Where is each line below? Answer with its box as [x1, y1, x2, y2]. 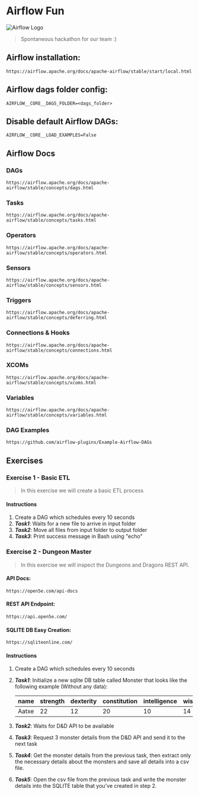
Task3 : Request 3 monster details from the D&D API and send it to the [14, 734, 185, 741]
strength [40, 697, 65, 706]
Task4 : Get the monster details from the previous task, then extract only [14, 752, 191, 759]
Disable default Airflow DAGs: [6, 116, 118, 126]
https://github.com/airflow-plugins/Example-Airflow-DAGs [6, 439, 152, 446]
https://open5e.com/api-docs [6, 588, 78, 594]
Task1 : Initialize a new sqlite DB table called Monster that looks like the [14, 677, 188, 684]
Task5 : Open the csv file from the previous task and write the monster [14, 776, 187, 783]
